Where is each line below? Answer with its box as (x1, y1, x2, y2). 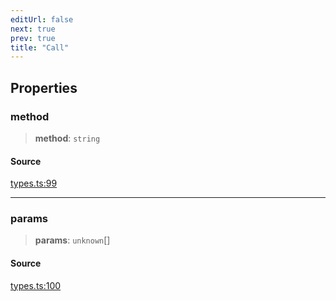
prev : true (10, 33, 56, 43)
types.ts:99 (10, 177, 58, 190)
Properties (10, 79, 78, 96)
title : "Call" (10, 42, 70, 53)
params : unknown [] (34, 234, 111, 246)
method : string (34, 132, 101, 144)
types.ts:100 (10, 279, 62, 291)
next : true (10, 24, 56, 34)
